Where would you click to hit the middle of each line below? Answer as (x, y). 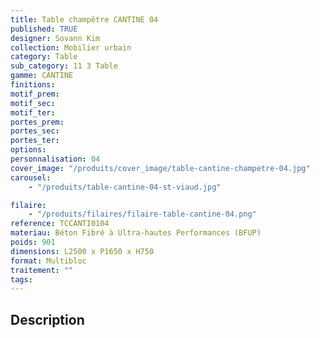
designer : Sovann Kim (55, 38)
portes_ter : (35, 141)
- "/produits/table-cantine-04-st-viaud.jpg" (125, 187)
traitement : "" (42, 270)
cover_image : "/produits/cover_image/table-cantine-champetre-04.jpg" (160, 168)
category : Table (44, 57)
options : (28, 150)
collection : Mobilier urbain (71, 47)
